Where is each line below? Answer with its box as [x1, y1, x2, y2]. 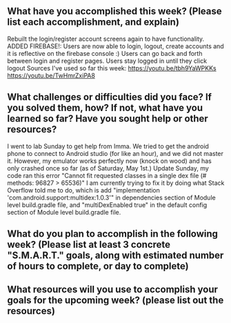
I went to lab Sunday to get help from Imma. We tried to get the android [7, 141, 209, 150]
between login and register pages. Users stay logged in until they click [7, 57, 208, 65]
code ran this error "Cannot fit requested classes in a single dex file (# [7, 171, 207, 179]
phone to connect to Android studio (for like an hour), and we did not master [7, 149, 224, 157]
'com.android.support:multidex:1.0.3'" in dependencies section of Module [7, 193, 216, 202]
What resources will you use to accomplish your [7, 284, 219, 295]
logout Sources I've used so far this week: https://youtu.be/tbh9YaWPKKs [7, 63, 217, 72]
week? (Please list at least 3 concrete [7, 239, 171, 251]
